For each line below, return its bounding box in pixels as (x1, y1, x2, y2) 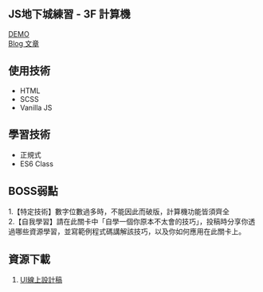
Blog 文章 (8, 38, 40, 48)
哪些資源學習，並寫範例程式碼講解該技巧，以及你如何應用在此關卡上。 (14, 227, 245, 236)
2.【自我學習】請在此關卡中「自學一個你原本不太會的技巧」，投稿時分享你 (8, 217, 249, 227)
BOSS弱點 (8, 184, 58, 197)
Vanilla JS (19, 103, 53, 112)
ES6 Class (19, 159, 54, 169)
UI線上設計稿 (19, 275, 62, 285)
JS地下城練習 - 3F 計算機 (8, 7, 131, 21)
